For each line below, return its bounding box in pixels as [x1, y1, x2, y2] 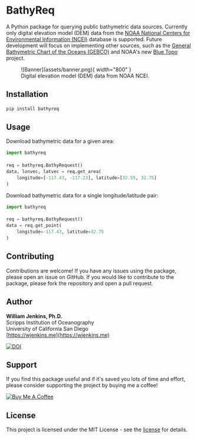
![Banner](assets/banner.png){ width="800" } [21, 66, 132, 73]
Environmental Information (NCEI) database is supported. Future [6, 35, 162, 43]
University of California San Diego [6, 325, 88, 332]
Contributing [6, 252, 54, 262]
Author [6, 297, 32, 307]
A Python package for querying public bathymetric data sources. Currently [6, 23, 188, 30]
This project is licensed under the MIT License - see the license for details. [6, 426, 188, 433]
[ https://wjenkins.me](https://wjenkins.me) [6, 331, 110, 339]
